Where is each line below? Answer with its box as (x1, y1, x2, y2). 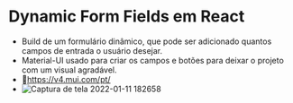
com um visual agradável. (21, 64, 117, 75)
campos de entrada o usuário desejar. (21, 45, 163, 56)
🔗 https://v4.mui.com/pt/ (21, 73, 111, 84)
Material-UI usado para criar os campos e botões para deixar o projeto (21, 55, 285, 65)
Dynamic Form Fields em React (8, 6, 245, 27)
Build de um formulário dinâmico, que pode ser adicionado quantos (21, 36, 272, 47)
